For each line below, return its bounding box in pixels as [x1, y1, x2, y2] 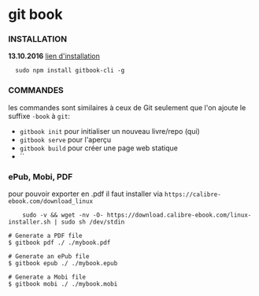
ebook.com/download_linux [8, 198, 93, 205]
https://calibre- [164, 191, 222, 198]
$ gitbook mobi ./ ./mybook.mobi [8, 280, 118, 288]
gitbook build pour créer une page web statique [19, 143, 179, 153]
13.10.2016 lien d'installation [8, 51, 101, 61]
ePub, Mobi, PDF [8, 171, 73, 182]
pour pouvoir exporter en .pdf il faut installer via [8, 189, 163, 198]
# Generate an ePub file [8, 253, 90, 261]
